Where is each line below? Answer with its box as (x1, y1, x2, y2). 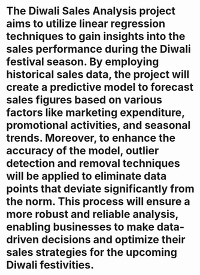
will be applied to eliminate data (6, 169, 167, 183)
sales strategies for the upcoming (6, 246, 178, 259)
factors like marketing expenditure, (6, 106, 185, 120)
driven (6, 233, 40, 246)
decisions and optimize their (41, 233, 186, 246)
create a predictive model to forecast (6, 81, 193, 94)
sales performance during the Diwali (6, 42, 192, 56)
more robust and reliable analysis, (6, 207, 178, 221)
